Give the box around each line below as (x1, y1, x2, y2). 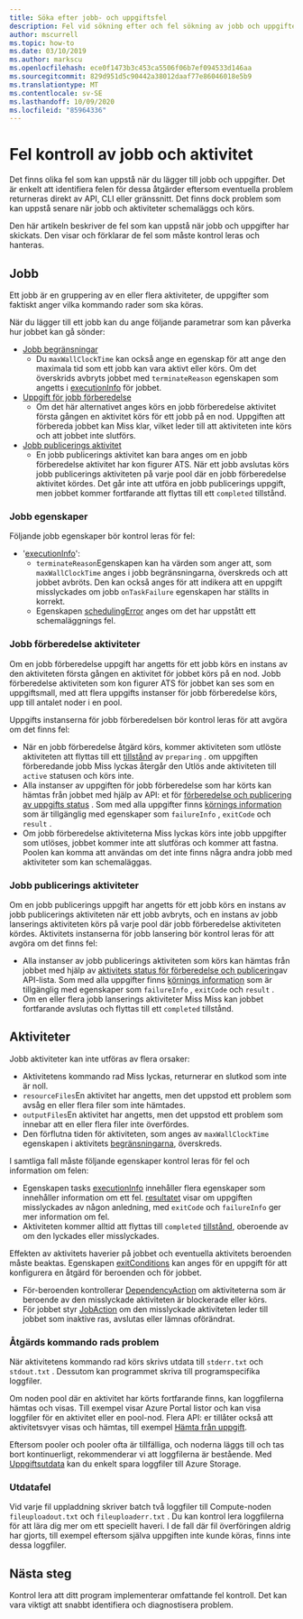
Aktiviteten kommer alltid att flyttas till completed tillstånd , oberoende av (22, 1220, 289, 1232)
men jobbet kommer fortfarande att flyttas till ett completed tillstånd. (35, 488, 287, 498)
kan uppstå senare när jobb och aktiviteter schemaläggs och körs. (9, 203, 255, 214)
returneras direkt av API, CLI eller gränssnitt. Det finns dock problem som (9, 193, 281, 204)
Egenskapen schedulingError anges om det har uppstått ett (35, 606, 256, 616)
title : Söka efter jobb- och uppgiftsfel (9, 13, 168, 23)
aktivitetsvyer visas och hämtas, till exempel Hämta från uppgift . (9, 1422, 248, 1432)
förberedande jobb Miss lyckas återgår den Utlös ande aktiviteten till (22, 760, 277, 772)
